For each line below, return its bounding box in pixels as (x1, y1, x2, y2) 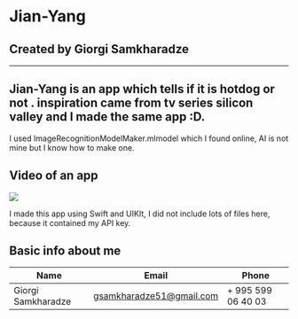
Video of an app (9, 168, 99, 183)
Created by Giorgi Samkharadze (9, 42, 189, 57)
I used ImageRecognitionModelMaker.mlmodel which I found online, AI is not (9, 133, 289, 144)
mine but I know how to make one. (9, 142, 135, 152)
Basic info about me (9, 244, 122, 259)
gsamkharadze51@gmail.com (92, 290, 219, 302)
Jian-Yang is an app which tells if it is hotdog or (9, 82, 275, 97)
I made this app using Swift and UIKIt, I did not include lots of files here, (9, 208, 271, 219)
